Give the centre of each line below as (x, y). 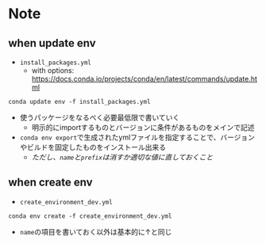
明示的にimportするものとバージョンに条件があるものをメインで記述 (143, 127)
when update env (52, 43)
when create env (50, 183)
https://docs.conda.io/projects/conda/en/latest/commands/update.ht (145, 79)
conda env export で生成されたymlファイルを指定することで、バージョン (137, 137)
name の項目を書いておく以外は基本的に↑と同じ (96, 231)
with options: (53, 71)
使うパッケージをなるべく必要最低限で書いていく (100, 117)
